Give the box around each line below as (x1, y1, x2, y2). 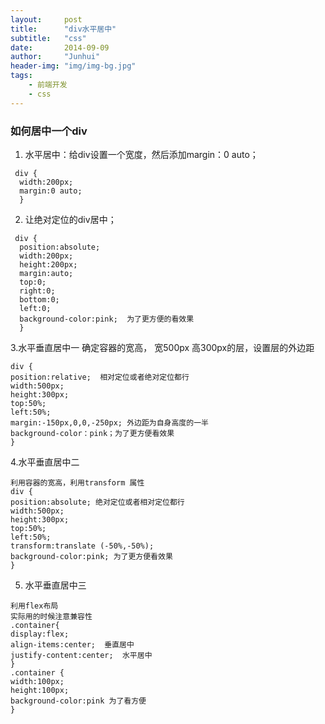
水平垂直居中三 (24, 579, 87, 591)
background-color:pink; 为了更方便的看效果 (19, 314, 195, 324)
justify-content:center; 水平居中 (10, 650, 153, 660)
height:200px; (19, 259, 78, 270)
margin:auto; (19, 268, 74, 278)
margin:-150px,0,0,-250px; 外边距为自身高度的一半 (10, 417, 209, 428)
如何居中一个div (10, 124, 88, 138)
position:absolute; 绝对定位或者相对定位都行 (10, 497, 185, 507)
